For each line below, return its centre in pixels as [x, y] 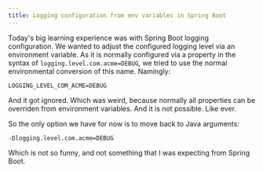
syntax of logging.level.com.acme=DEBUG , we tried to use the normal [118, 63]
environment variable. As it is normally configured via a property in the [122, 54]
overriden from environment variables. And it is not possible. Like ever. [122, 108]
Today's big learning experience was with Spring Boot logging [109, 38]
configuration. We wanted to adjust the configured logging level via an [122, 46]
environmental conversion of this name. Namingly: [89, 71]
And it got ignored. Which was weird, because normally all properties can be [132, 100]
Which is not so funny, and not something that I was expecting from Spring [129, 152]
